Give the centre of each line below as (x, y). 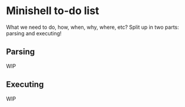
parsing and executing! (34, 33)
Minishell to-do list (53, 11)
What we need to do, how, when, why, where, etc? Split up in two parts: (92, 27)
